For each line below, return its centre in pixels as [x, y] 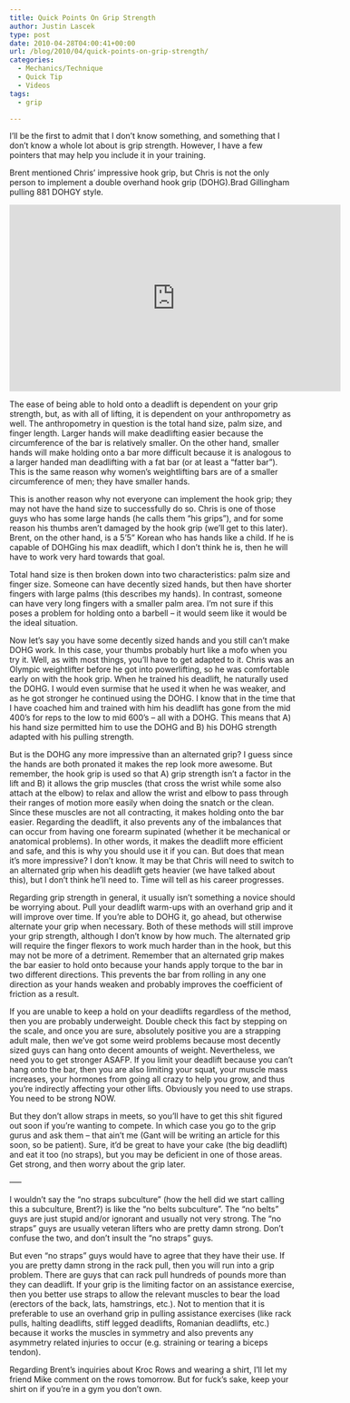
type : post [30, 35]
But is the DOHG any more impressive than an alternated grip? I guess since [151, 755]
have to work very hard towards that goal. [87, 557]
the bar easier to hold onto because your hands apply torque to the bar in [146, 965]
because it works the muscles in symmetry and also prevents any [131, 1333]
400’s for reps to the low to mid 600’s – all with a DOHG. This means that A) [151, 717]
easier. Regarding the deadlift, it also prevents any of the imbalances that [146, 822]
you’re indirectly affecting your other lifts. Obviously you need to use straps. [151, 1089]
